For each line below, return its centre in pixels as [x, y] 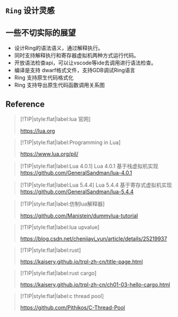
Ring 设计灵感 [30, 11]
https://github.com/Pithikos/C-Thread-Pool [72, 308]
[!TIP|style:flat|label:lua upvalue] [60, 228]
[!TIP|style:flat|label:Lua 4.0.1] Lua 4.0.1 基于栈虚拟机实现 [89, 166]
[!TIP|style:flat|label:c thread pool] [62, 296]
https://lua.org [37, 131]
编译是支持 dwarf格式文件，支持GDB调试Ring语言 [75, 71]
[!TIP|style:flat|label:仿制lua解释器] [62, 204]
